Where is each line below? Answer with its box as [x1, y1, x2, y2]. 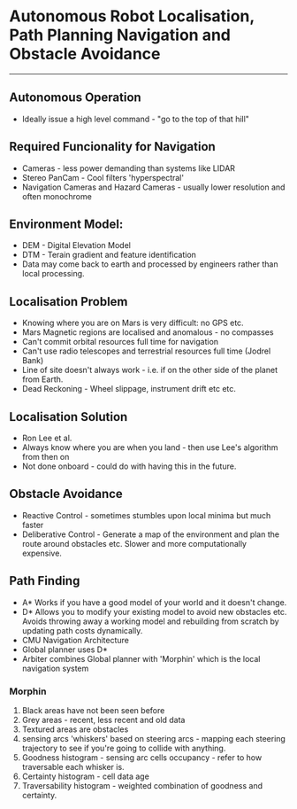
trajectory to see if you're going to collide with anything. [21, 743, 226, 753]
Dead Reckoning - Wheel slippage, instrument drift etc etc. [21, 384, 237, 394]
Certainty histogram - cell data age [21, 771, 150, 782]
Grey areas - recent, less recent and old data [21, 714, 186, 725]
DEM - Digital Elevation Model [21, 240, 131, 251]
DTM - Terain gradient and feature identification [21, 250, 197, 261]
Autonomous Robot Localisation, [9, 6, 255, 27]
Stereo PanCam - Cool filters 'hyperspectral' [21, 172, 184, 183]
